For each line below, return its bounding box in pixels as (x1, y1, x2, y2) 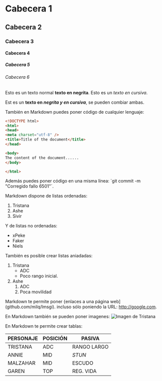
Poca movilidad (19, 289, 52, 295)
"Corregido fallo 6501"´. (5, 183, 54, 190)
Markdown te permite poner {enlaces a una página (5, 299, 110, 305)
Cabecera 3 (5, 38, 34, 45)
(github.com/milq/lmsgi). (5, 304, 56, 310)
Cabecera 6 (5, 74, 30, 80)
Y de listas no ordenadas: (5, 223, 57, 229)
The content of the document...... (5, 155, 79, 160)
